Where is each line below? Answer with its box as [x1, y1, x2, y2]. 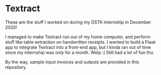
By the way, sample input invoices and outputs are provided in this [5, 59, 139, 65]
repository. [5, 64, 27, 70]
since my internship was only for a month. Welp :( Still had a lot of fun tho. [5, 50, 155, 55]
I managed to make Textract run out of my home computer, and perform [5, 34, 151, 40]
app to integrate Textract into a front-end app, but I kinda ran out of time [5, 44, 151, 50]
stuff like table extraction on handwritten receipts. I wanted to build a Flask [5, 39, 156, 45]
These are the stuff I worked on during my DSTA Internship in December [5, 19, 151, 25]
